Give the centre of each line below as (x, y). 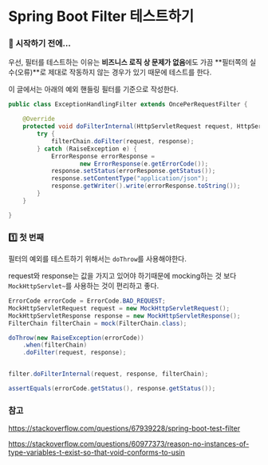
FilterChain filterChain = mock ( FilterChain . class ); (98, 323)
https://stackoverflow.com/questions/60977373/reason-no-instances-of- (129, 444)
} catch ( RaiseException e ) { (87, 149)
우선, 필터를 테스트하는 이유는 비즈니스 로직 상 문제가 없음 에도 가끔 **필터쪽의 (128, 62)
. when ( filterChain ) (55, 345)
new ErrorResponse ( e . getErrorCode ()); (144, 164)
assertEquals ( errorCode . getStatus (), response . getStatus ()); (112, 389)
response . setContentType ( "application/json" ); (130, 178)
